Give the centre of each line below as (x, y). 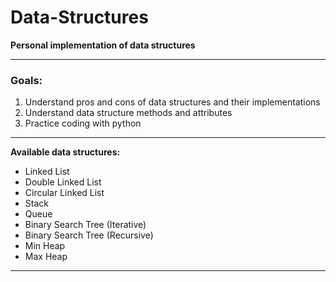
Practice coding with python (83, 123)
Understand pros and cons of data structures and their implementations (172, 102)
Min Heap (45, 246)
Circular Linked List (64, 193)
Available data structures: (65, 152)
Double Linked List (63, 182)
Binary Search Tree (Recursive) (89, 235)
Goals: (26, 80)
